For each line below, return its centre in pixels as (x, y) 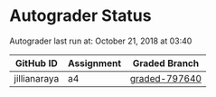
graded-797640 (165, 78)
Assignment (94, 63)
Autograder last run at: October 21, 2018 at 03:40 (101, 41)
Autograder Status (80, 16)
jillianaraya (37, 78)
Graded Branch (166, 63)
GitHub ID (37, 63)
